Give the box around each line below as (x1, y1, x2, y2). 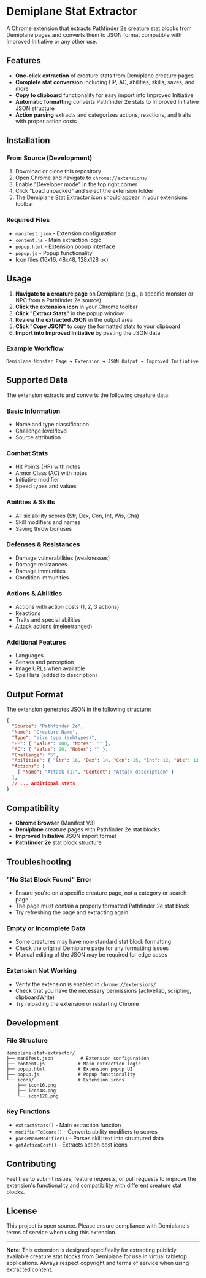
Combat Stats (6, 449, 48, 457)
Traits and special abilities (15, 616, 81, 624)
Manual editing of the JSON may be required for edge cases (15, 951, 167, 959)
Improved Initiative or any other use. (6, 37, 97, 45)
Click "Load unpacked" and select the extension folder (15, 187, 154, 195)
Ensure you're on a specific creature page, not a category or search (15, 889, 187, 896)
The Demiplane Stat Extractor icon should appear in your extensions (15, 194, 188, 201)
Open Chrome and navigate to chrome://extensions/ (15, 174, 148, 182)
